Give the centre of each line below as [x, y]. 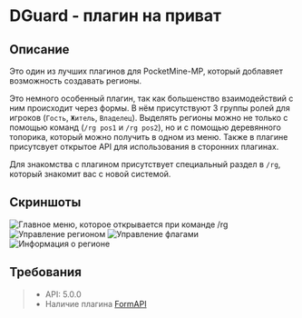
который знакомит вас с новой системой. [90, 174]
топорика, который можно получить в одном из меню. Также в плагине [149, 137]
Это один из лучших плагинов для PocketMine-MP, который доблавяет [146, 71]
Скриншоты [45, 202]
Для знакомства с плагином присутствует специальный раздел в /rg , [145, 164]
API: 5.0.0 [63, 294]
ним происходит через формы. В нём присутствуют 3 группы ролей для [150, 108]
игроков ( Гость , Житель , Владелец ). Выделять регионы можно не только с [149, 118]
